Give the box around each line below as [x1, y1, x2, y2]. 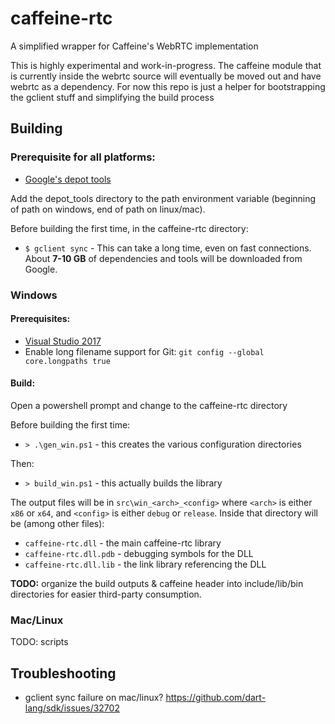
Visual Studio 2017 [24, 335, 102, 347]
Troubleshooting [10, 665, 117, 682]
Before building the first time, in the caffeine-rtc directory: [10, 222, 249, 234]
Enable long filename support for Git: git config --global [24, 345, 265, 357]
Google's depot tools [24, 173, 112, 185]
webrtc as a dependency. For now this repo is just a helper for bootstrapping [10, 80, 326, 92]
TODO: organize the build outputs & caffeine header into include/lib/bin [10, 577, 304, 589]
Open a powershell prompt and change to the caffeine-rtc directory [10, 399, 288, 411]
